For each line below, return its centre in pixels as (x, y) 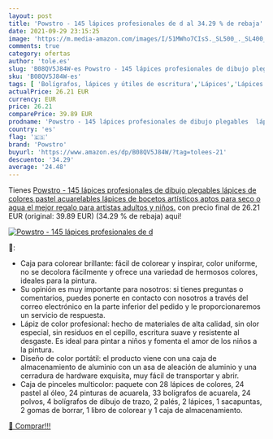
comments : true (34, 46)
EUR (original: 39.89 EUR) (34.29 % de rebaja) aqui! (95, 216)
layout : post (30, 16)
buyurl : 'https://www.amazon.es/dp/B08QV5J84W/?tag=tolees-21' (118, 152)
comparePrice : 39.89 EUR (50, 115)
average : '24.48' (38, 167)
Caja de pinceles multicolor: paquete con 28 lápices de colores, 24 (132, 385)
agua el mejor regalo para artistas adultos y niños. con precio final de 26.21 (134, 207)
